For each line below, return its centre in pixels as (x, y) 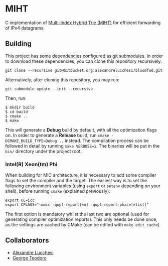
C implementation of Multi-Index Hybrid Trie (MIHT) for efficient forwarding (83, 23)
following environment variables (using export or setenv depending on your (83, 186)
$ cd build (17, 112)
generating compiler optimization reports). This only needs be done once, (81, 219)
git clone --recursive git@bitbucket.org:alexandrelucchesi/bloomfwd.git (84, 70)
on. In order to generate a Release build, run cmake (57, 135)
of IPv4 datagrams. (25, 28)
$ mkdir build (20, 107)
